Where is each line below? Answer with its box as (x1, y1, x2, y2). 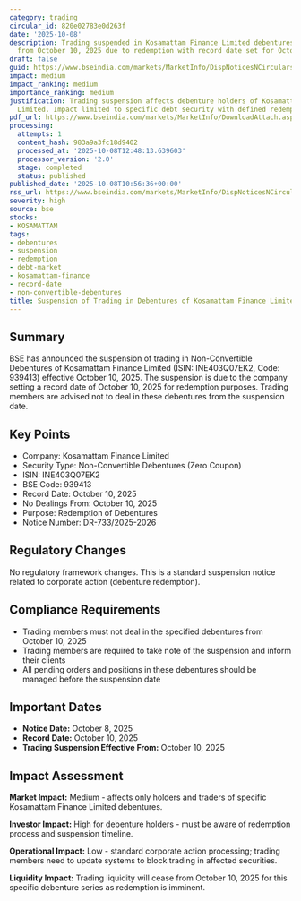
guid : (9, 64, 30, 73)
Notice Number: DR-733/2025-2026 (21, 517, 157, 528)
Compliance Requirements (9, 602, 161, 618)
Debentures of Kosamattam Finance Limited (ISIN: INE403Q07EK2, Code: (9, 363, 280, 373)
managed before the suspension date (21, 674, 161, 684)
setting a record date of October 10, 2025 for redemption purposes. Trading (9, 382, 289, 392)
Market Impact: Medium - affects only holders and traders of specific (9, 792, 267, 802)
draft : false (9, 55, 58, 64)
